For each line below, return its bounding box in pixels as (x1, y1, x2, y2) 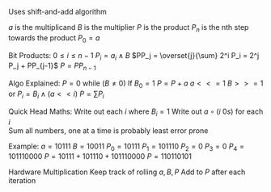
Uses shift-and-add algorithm (8, 7, 108, 16)
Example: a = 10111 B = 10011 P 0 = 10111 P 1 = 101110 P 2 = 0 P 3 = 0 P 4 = (8, 141, 245, 152)
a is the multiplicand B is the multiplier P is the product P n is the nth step (8, 23, 249, 34)
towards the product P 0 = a (8, 32, 100, 44)
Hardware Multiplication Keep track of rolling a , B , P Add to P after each (8, 167, 246, 177)
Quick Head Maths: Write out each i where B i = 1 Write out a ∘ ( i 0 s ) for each (8, 106, 264, 118)
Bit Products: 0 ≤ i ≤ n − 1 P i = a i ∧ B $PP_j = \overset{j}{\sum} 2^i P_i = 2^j (8, 50, 260, 62)
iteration (8, 176, 36, 186)
